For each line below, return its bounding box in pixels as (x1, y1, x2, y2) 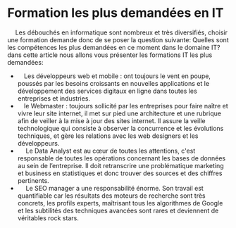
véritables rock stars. (17, 213, 79, 222)
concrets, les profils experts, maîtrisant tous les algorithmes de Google (17, 198, 223, 207)
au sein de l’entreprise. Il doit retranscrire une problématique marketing (17, 161, 224, 170)
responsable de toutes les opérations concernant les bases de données (17, 153, 226, 163)
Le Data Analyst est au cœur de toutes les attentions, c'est (25, 146, 196, 155)
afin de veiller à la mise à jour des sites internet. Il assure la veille (17, 116, 206, 125)
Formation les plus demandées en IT (7, 5, 224, 21)
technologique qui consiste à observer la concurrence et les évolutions (17, 124, 224, 132)
